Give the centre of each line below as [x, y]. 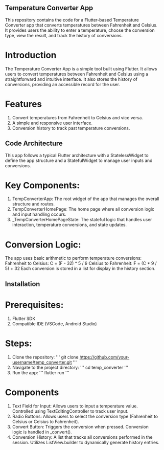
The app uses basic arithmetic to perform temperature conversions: [73, 258]
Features [23, 104]
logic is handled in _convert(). [42, 432]
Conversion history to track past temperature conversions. [71, 128]
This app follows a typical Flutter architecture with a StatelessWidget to [77, 155]
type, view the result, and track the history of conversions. [64, 35]
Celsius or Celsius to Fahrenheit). [46, 421]
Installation [23, 284]
